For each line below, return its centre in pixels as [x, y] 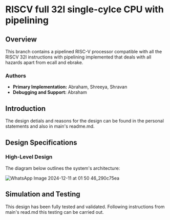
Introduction [26, 108]
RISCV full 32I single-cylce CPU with [84, 9]
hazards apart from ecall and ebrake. [44, 62]
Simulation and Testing [43, 194]
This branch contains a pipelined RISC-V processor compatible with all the [84, 52]
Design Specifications [41, 142]
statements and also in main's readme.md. [50, 126]
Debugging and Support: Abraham [50, 92]
